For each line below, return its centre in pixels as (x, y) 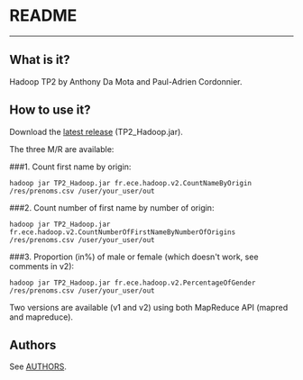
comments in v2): (42, 266)
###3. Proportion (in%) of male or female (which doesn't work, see (134, 257)
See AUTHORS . (38, 366)
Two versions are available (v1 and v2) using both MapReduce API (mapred (149, 307)
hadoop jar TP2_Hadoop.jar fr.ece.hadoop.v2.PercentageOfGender (133, 283)
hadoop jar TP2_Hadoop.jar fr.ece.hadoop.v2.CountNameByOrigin (131, 183)
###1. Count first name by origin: (70, 167)
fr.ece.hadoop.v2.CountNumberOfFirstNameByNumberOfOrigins (123, 232)
